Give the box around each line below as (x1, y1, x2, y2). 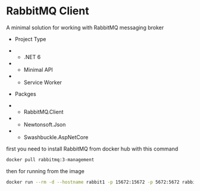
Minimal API (23, 66, 54, 73)
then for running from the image (6, 167, 85, 174)
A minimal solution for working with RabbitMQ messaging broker (6, 24, 164, 31)
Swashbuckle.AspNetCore (23, 133, 89, 141)
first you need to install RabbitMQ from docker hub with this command (6, 145, 179, 152)
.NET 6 (23, 53, 41, 60)
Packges (14, 90, 37, 97)
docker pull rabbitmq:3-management (6, 156, 95, 162)
